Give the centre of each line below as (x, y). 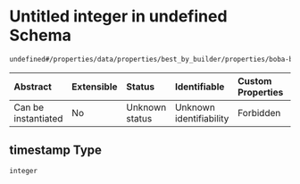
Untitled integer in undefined (118, 17)
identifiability (202, 118)
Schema (40, 35)
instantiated (38, 118)
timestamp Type (56, 151)
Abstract (33, 87)
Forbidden (259, 113)
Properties (261, 92)
